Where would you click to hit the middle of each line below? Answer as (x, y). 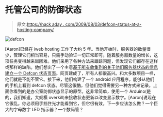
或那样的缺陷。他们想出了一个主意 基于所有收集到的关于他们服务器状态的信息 (81, 67)
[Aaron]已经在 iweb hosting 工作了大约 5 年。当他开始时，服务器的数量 (76, 49)
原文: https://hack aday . (41, 24)
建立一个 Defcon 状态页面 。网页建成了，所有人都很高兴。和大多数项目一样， (81, 73)
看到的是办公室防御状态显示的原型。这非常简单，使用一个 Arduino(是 (82, 91)
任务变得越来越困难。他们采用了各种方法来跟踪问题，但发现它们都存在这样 (83, 61)
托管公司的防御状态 (43, 10)
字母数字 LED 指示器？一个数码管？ (49, 109)
